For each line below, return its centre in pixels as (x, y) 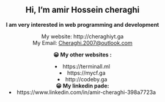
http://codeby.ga (86, 79)
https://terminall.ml (86, 66)
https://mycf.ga (86, 73)
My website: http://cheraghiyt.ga (82, 36)
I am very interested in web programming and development (82, 24)
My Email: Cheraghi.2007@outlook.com (82, 42)
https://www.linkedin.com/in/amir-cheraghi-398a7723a (86, 92)
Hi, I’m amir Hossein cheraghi (82, 10)
